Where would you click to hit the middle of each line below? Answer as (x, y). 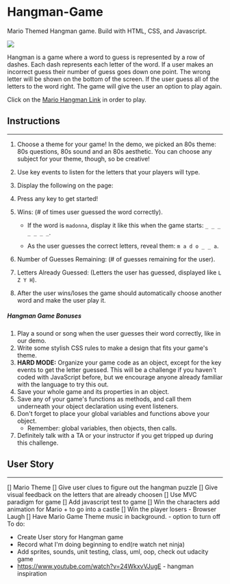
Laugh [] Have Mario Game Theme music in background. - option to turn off (114, 516)
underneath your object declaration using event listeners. (98, 406)
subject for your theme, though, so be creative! (84, 159)
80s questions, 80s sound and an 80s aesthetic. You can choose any (114, 151)
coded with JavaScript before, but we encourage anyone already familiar (120, 377)
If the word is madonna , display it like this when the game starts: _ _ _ (124, 225)
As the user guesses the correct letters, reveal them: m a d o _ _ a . (123, 246)
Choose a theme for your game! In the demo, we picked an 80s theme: (117, 144)
